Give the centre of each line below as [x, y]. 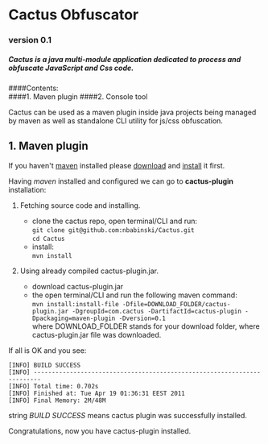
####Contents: [33, 88]
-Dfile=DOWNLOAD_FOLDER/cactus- [176, 304]
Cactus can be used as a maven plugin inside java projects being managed [132, 112]
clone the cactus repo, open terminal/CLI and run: [115, 221]
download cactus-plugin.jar [78, 286]
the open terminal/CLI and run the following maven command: [134, 295]
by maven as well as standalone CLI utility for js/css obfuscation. [116, 121]
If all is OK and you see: [47, 350]
